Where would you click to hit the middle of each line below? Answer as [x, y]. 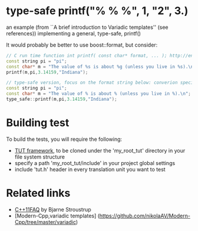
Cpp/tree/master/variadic [45, 222]
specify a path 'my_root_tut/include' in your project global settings [95, 163]
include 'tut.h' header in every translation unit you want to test [90, 169]
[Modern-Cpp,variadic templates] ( [57, 216]
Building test [38, 123]
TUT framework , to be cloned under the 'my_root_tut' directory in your [100, 150]
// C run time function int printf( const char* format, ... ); [87, 55]
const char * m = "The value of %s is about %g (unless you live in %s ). [97, 67]
